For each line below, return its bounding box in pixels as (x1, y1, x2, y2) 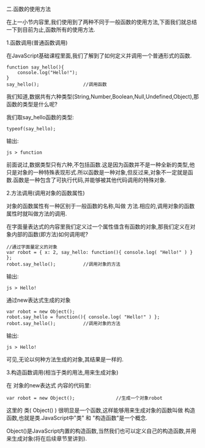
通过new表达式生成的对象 (6, 296, 71, 304)
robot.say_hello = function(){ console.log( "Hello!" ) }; (6, 314, 160, 320)
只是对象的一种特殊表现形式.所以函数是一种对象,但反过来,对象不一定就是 (6, 169, 188, 176)
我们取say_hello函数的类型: (6, 114, 75, 121)
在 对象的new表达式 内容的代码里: (6, 382, 92, 389)
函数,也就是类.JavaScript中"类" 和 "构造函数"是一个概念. (6, 414, 148, 421)
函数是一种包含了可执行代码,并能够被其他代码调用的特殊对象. (13, 176, 167, 184)
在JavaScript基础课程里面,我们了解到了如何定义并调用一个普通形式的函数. (6, 52, 192, 59)
